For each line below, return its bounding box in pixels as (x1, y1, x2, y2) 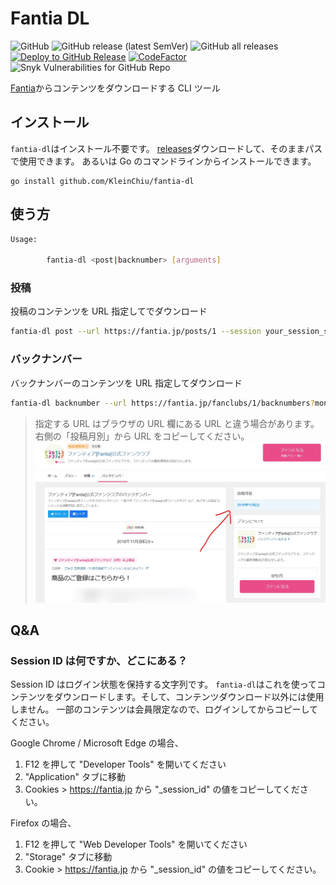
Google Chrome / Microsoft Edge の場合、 (10, 737, 184, 749)
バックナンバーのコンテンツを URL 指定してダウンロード (10, 377, 243, 389)
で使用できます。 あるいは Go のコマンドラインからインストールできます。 (10, 155, 317, 167)
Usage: (10, 234, 38, 244)
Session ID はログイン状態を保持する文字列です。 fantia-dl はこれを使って (10, 678, 318, 691)
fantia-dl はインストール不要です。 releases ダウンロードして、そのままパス (10, 142, 323, 154)
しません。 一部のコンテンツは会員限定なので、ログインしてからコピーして (10, 703, 319, 716)
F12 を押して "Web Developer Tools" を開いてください (24, 838, 248, 851)
